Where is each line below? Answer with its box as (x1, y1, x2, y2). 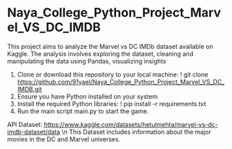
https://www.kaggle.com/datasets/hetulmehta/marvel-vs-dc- (43, 120, 219, 128)
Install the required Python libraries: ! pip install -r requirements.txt (17, 99, 206, 108)
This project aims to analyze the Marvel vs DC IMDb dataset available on (7, 42, 213, 50)
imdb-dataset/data (7, 128, 61, 136)
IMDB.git (17, 85, 43, 93)
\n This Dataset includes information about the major (61, 128, 212, 136)
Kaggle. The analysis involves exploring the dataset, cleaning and (7, 50, 193, 58)
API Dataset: (7, 120, 43, 128)
